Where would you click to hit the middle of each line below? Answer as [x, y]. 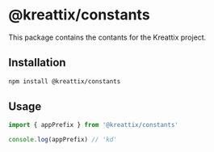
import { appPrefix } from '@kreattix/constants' [94, 125]
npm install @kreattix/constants [65, 81]
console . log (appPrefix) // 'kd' [63, 140]
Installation [37, 63]
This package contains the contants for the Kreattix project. [107, 37]
